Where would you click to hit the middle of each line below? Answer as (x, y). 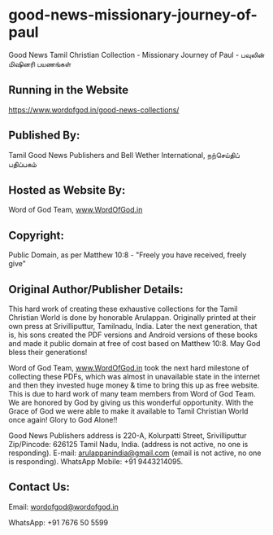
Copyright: (37, 235)
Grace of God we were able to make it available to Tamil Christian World (128, 411)
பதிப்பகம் (23, 164)
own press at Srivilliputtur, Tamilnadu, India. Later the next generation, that (133, 326)
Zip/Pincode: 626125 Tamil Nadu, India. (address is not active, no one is (128, 444)
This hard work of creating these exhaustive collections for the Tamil (123, 309)
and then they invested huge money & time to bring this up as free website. (134, 385)
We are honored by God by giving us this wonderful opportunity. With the (131, 402)
